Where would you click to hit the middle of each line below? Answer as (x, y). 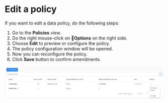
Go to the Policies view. (36, 32)
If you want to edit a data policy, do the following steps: (62, 23)
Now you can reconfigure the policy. (50, 54)
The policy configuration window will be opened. (62, 48)
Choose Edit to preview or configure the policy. (61, 43)
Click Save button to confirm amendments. (56, 59)
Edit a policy (31, 9)
